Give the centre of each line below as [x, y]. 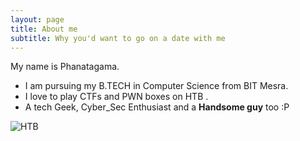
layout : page [37, 19]
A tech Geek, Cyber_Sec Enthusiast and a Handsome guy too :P [157, 107]
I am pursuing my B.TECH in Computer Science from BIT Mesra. [156, 86]
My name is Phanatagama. [65, 67]
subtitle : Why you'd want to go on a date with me [118, 38]
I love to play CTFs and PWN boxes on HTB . [116, 97]
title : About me [44, 29]
